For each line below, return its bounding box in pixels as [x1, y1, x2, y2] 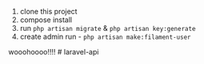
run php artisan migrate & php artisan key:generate [19, 24, 196, 32]
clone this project [19, 7, 78, 16]
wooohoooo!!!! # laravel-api [8, 47, 99, 56]
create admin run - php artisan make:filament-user [19, 32, 191, 41]
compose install [19, 15, 73, 24]
